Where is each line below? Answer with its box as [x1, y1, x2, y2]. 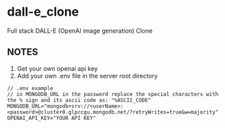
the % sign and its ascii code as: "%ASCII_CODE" [7, 97, 152, 103]
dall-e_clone [7, 4, 79, 20]
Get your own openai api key [16, 64, 98, 72]
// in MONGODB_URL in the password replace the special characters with [7, 91, 219, 97]
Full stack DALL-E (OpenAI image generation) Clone [7, 27, 153, 35]
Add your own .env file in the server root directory [16, 71, 159, 80]
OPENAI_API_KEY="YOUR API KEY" [7, 114, 96, 121]
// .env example [7, 84, 53, 92]
